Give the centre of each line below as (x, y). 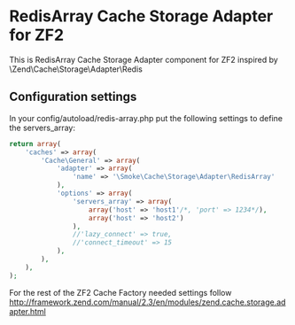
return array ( (35, 143)
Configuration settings (73, 97)
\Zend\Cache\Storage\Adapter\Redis (76, 69)
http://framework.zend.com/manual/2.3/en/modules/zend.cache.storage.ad (147, 302)
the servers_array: (42, 128)
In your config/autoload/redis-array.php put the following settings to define (146, 118)
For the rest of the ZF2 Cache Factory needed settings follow (120, 292)
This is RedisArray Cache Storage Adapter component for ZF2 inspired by (144, 59)
